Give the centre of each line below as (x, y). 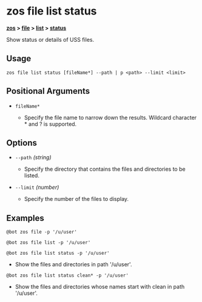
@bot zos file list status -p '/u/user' (58, 253)
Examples (25, 218)
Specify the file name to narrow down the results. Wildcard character (110, 117)
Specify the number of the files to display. (76, 199)
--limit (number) (37, 187)
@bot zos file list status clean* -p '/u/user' (68, 276)
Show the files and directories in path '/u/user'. (73, 264)
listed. (32, 176)
